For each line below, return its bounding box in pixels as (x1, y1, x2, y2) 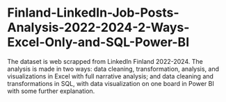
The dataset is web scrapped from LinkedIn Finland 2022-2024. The (7, 57, 203, 65)
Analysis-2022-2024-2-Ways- (7, 19, 190, 35)
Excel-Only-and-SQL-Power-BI (7, 35, 190, 50)
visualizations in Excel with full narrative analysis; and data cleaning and (7, 71, 214, 80)
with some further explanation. (7, 87, 95, 95)
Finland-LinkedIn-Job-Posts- (7, 5, 179, 21)
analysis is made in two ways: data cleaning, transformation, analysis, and (7, 65, 220, 73)
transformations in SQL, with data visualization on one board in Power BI (7, 79, 214, 87)
